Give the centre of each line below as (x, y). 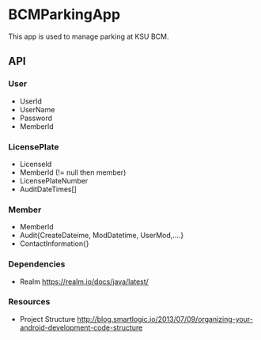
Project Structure (47, 319)
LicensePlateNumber (54, 180)
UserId (30, 101)
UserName (37, 109)
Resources (29, 302)
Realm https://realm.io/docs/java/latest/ (84, 281)
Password (36, 118)
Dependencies (37, 264)
